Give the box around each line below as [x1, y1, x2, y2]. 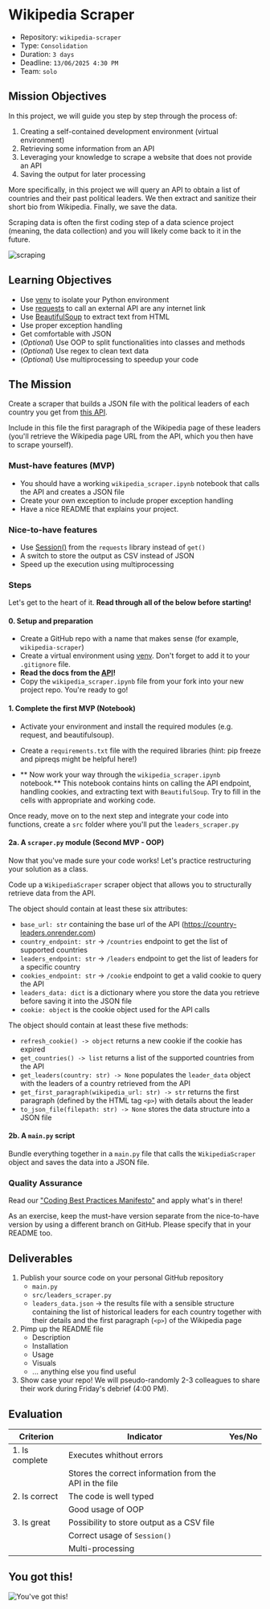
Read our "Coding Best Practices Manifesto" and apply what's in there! [8, 1195, 243, 1206]
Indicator [127, 1431, 163, 1442]
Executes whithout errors [67, 1450, 163, 1460]
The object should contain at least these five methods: [8, 1020, 189, 1030]
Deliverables [8, 1252, 73, 1265]
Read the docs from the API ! [19, 668, 117, 678]
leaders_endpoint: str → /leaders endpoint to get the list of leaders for [19, 954, 259, 963]
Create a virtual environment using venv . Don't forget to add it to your [19, 651, 251, 660]
